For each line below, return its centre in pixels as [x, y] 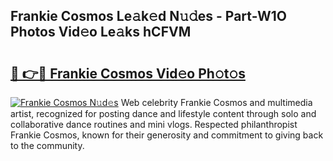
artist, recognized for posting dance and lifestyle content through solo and [163, 113]
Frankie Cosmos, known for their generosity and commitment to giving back [167, 135]
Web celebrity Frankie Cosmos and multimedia [216, 102]
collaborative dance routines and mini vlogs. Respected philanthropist [154, 124]
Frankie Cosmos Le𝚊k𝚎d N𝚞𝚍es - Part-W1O [148, 16]
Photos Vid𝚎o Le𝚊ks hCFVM [101, 32]
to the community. [47, 145]
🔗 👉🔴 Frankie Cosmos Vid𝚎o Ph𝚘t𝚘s [128, 73]
